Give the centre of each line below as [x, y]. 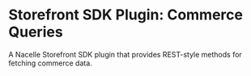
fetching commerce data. [51, 63]
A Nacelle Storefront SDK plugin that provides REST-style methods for [125, 54]
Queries [36, 32]
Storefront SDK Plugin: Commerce [125, 15]
